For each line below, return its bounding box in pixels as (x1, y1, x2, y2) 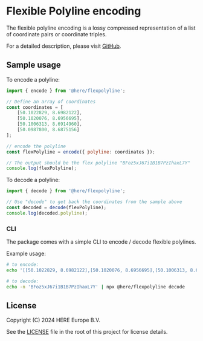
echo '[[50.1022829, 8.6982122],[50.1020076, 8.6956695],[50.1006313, (6, 267, 188, 273)
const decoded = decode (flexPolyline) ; (6, 204, 107, 210)
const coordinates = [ (6, 104, 63, 110)
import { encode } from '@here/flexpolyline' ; (6, 88, 126, 94)
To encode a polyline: (6, 76, 60, 83)
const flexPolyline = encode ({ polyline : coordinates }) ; (6, 149, 155, 155)
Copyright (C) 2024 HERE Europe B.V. (6, 316, 101, 324)
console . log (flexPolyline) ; (6, 165, 77, 172)
